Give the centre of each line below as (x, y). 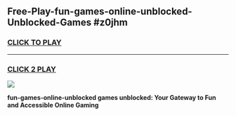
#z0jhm (111, 23)
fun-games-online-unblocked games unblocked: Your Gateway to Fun (112, 97)
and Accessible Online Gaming (53, 105)
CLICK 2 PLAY (32, 69)
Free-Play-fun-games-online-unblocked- (100, 12)
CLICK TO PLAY (34, 43)
